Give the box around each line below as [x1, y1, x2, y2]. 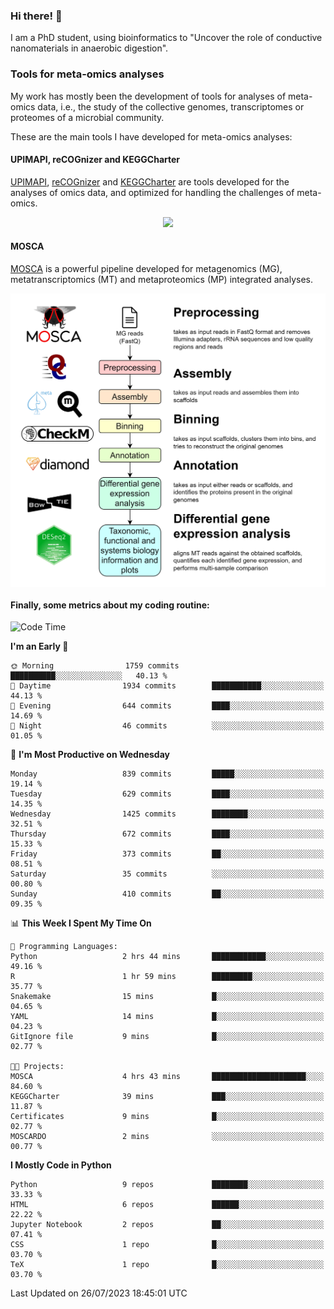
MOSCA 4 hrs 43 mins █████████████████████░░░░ [10, 1072, 325, 1082]
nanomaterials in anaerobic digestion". [10, 42, 169, 54]
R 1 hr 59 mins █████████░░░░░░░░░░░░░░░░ [10, 972, 325, 982]
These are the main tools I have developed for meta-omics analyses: [10, 130, 293, 143]
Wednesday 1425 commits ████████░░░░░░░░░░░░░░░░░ [10, 809, 325, 819]
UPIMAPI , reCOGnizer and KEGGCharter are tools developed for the [10, 175, 290, 188]
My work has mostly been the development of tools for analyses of [10, 90, 287, 102]
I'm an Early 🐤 [10, 640, 69, 653]
